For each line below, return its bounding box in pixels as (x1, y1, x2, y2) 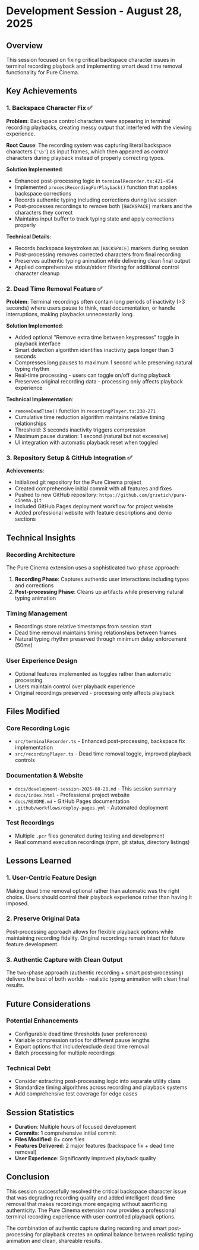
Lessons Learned (6, 856, 71, 866)
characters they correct (14, 209, 73, 216)
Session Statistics (6, 1107, 74, 1117)
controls (14, 757, 36, 764)
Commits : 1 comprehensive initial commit (14, 1129, 116, 1136)
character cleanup (14, 269, 60, 277)
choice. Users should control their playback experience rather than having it (6, 893, 192, 900)
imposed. (6, 899, 29, 907)
